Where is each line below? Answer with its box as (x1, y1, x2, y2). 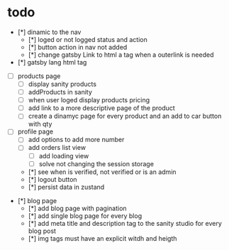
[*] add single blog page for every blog (28, 211, 143, 220)
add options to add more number (28, 136, 125, 144)
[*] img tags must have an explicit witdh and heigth (28, 234, 177, 242)
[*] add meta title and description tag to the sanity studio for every (28, 219, 222, 227)
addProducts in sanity (28, 88, 92, 97)
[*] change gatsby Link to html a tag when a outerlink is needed (28, 50, 214, 59)
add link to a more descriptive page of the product (28, 104, 175, 112)
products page (17, 72, 61, 80)
